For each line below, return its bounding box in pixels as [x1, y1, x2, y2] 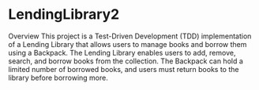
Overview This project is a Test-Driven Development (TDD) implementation [8, 31, 252, 41]
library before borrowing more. [8, 73, 108, 82]
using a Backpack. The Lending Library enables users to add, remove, [8, 48, 236, 57]
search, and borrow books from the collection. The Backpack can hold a [8, 56, 243, 66]
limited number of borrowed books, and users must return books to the [8, 64, 239, 74]
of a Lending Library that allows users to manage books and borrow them [8, 39, 247, 49]
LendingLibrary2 [8, 5, 120, 23]
